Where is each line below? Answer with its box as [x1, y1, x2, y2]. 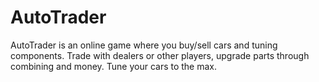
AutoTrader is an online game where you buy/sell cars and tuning [10, 39, 278, 51]
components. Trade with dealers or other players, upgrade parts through [10, 49, 310, 61]
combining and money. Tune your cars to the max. [10, 60, 218, 72]
